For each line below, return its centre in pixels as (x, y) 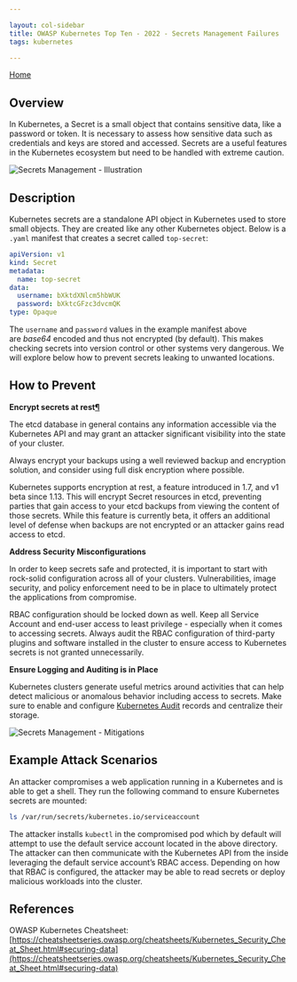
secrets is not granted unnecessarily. (77, 652)
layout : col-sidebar (47, 25)
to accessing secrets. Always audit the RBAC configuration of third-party (142, 633)
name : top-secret (49, 279)
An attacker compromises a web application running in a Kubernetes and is (146, 781)
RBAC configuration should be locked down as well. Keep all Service (134, 614)
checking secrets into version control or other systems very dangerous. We (147, 348)
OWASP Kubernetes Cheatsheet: (69, 930)
